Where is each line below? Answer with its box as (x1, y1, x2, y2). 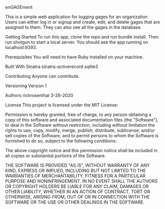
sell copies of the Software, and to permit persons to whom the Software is (5, 133, 159, 138)
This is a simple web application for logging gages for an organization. (5, 14, 149, 19)
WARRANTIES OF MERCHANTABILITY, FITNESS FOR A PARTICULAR (5, 173, 146, 179)
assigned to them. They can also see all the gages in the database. (5, 24, 142, 30)
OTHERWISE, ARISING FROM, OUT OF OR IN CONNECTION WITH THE (5, 194, 150, 200)
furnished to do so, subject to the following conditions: (5, 138, 117, 144)
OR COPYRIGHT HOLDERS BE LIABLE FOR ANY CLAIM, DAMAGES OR (5, 183, 149, 189)
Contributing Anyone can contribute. (5, 73, 80, 79)
